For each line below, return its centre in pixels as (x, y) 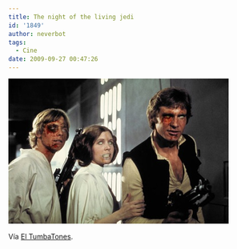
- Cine (26, 51)
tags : (17, 42)
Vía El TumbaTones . (41, 237)
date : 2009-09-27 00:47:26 (53, 59)
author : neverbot (37, 34)
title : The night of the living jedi (71, 17)
